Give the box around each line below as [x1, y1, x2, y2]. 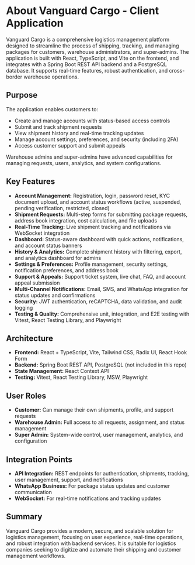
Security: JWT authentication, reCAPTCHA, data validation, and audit [14, 297, 182, 305]
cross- [169, 67, 185, 74]
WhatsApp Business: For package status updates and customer [14, 482, 170, 489]
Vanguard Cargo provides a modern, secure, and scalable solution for [6, 527, 174, 534]
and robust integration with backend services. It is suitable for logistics [6, 540, 176, 547]
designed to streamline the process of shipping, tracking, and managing [6, 42, 179, 49]
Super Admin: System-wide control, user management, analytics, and [14, 432, 183, 439]
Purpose [6, 90, 38, 100]
